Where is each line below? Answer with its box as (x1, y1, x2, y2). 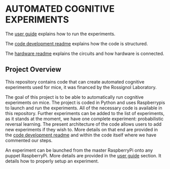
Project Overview (5, 65, 61, 74)
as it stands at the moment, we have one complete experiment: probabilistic (5, 116, 164, 122)
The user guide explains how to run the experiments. (5, 31, 116, 37)
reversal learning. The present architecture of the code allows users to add (5, 121, 162, 127)
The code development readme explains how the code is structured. (5, 40, 148, 46)
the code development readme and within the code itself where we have (5, 132, 156, 138)
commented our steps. (5, 137, 53, 143)
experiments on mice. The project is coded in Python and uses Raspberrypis (5, 99, 165, 105)
